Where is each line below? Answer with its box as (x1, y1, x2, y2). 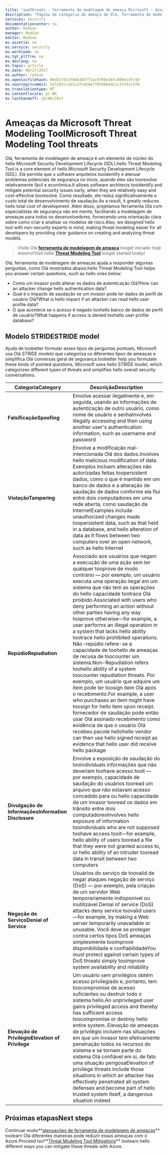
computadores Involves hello (72, 811, 139, 818)
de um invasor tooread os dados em (72, 799, 157, 806)
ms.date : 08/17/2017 (5, 68, 48, 73)
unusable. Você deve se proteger (72, 926, 150, 933)
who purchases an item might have (72, 697, 155, 704)
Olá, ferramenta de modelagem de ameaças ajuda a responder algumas (5, 260, 153, 266)
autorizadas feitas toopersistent (72, 470, 147, 476)
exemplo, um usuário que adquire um (72, 678, 160, 684)
